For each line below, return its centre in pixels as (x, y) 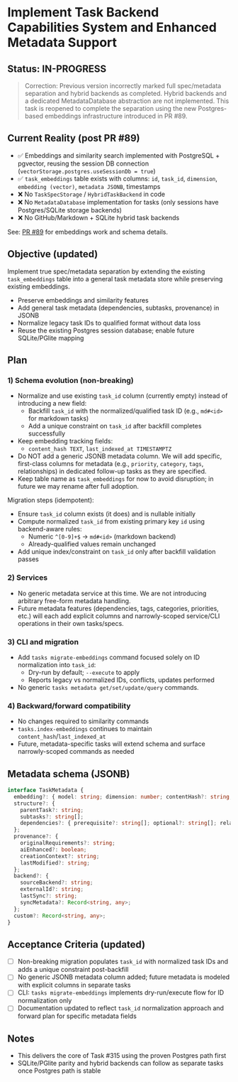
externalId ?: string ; (52, 889)
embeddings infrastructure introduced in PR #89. (116, 116)
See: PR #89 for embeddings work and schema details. (88, 232)
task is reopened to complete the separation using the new (110, 108)
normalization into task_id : (57, 664)
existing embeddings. (39, 286)
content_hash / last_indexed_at (62, 737)
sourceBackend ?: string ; (57, 883)
